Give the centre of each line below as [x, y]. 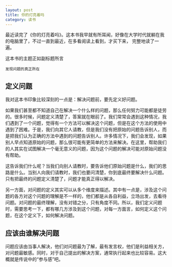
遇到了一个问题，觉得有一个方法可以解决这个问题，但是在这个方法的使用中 [88, 123]
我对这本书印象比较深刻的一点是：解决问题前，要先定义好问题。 [72, 99]
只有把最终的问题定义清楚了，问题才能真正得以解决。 [61, 179]
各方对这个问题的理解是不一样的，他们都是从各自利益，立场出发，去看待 [90, 196]
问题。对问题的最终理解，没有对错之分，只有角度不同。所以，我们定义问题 [84, 202]
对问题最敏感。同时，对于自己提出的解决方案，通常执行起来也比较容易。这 [84, 253]
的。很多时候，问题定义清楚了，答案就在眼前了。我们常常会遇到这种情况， [84, 117]
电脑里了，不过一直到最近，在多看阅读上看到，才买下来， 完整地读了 [82, 41]
